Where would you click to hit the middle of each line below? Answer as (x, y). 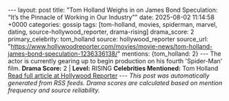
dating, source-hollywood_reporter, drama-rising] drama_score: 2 (101, 32)
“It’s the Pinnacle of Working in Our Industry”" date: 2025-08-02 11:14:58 (111, 17)
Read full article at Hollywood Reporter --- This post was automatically (109, 76)
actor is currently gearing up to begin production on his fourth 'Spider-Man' (115, 61)
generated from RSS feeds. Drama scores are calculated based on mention (115, 83)
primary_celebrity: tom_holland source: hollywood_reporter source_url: (108, 39)
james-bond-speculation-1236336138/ (63, 54)
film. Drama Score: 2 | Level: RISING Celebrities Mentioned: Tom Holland (113, 68)
